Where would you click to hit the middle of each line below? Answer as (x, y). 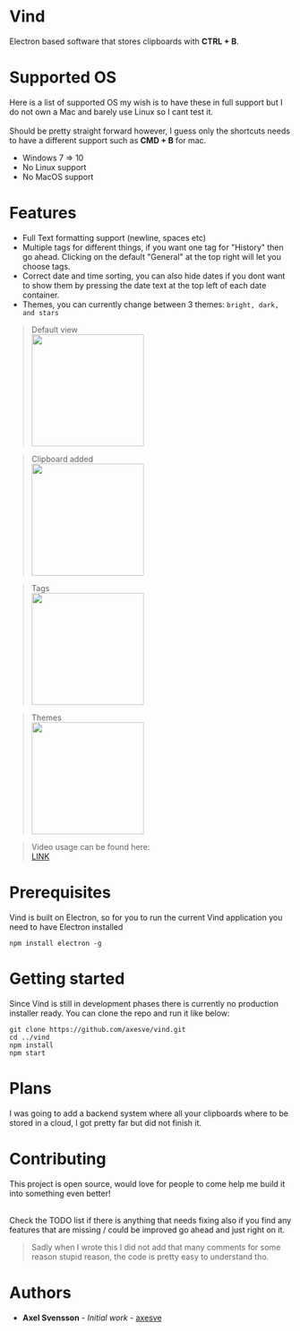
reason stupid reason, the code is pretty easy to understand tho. (150, 1257)
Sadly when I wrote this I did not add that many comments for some (156, 1247)
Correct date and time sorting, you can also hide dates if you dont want (154, 276)
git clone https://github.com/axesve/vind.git (98, 1029)
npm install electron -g (56, 943)
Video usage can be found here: (90, 846)
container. (41, 295)
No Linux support (54, 167)
